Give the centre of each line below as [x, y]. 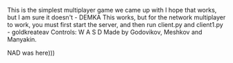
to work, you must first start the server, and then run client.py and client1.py [115, 25]
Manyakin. [22, 39]
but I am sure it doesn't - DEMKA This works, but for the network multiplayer [116, 17]
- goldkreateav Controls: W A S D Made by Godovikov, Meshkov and [105, 32]
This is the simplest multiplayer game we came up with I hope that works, [112, 10]
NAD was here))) [31, 53]
